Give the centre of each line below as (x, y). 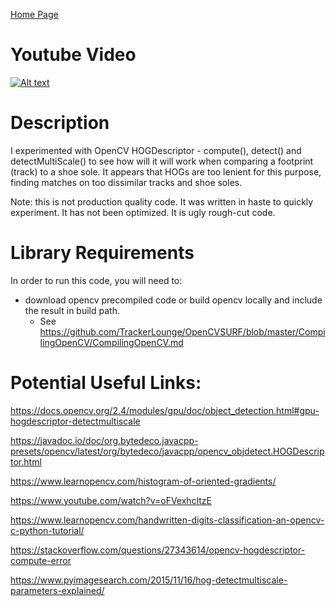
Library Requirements (102, 253)
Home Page (34, 14)
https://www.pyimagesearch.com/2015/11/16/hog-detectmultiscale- (149, 580)
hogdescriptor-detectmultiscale (75, 421)
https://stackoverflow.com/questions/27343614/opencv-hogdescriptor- (158, 550)
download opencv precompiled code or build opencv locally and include (173, 300)
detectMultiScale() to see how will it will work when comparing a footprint (162, 161)
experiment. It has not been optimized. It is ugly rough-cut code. (143, 212)
